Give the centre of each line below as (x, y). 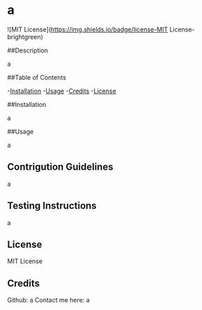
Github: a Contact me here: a (49, 300)
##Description (28, 50)
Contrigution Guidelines (60, 167)
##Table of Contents (37, 77)
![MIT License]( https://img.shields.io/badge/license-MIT (88, 29)
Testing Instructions (52, 206)
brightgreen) (25, 36)
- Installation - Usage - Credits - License (62, 91)
